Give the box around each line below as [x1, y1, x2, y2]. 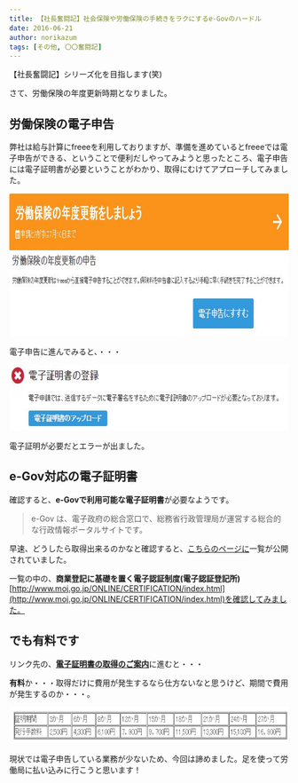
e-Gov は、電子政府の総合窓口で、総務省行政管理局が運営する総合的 [30, 513, 282, 524]
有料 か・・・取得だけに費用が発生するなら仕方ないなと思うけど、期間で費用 [9, 677, 289, 688]
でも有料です [9, 633, 80, 648]
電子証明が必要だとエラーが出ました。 [9, 440, 149, 452]
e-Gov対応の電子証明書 [9, 469, 138, 484]
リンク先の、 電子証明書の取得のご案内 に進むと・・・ [9, 658, 204, 669]
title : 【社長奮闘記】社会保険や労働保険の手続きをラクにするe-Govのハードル [9, 14, 262, 23]
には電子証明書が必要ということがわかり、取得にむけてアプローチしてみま [9, 164, 281, 175]
